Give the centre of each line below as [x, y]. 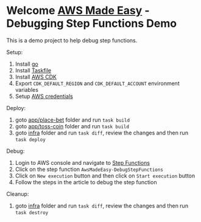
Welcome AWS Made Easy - [78, 11]
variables [26, 89]
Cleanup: [18, 194]
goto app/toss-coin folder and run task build [72, 126]
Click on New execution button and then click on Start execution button [105, 175]
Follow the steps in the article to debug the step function [86, 182]
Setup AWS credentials [44, 96]
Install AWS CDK [36, 77]
